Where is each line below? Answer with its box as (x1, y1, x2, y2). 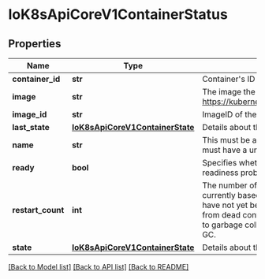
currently (202, 190, 236, 200)
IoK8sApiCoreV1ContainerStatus (8, 6, 229, 24)
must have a (202, 144, 248, 155)
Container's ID (202, 73, 256, 84)
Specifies (202, 158, 237, 168)
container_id (12, 73, 61, 84)
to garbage (202, 219, 243, 230)
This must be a (202, 135, 257, 145)
